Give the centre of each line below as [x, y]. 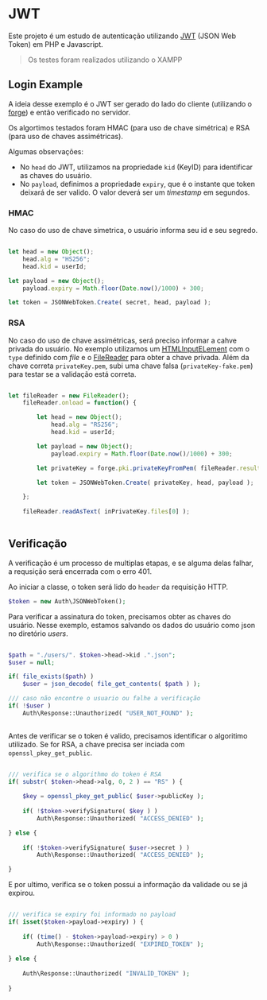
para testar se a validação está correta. [72, 374]
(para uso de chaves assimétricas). [66, 136]
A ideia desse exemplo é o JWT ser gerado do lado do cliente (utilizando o [130, 103]
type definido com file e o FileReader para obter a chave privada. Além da [129, 357]
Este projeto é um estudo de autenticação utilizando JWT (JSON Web [122, 36]
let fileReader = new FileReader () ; [69, 395]
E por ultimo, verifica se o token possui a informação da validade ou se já [128, 885]
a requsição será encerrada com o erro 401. [80, 571]
